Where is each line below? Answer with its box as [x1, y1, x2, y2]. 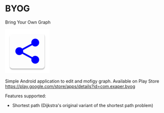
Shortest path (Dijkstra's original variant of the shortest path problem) [12, 102, 154, 108]
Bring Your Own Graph [5, 19, 51, 25]
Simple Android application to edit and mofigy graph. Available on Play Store [5, 78, 160, 84]
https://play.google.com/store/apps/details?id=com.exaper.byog [5, 83, 136, 89]
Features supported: [5, 93, 47, 99]
